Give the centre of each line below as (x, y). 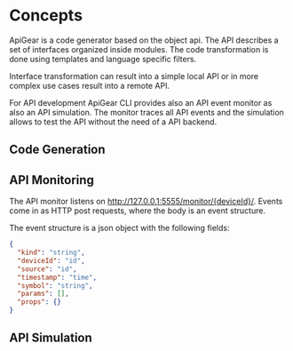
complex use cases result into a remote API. (90, 85)
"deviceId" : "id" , (51, 260)
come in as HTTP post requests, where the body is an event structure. (138, 211)
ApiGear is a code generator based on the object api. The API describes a (144, 40)
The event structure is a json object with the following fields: (119, 228)
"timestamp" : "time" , (57, 277)
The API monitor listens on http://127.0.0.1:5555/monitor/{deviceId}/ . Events (146, 202)
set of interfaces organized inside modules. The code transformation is (139, 49)
